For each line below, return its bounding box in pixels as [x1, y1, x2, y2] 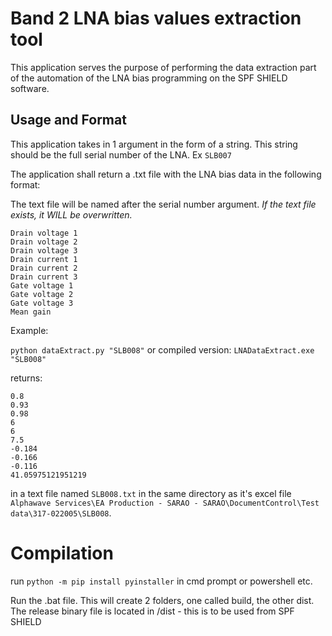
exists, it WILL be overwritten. [10, 208, 133, 221]
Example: [10, 324, 49, 336]
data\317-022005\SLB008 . [10, 507, 112, 519]
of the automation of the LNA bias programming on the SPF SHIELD [10, 72, 288, 84]
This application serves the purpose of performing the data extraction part [10, 61, 317, 73]
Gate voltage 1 [10, 280, 74, 291]
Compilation [10, 542, 114, 564]
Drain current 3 [10, 272, 78, 282]
